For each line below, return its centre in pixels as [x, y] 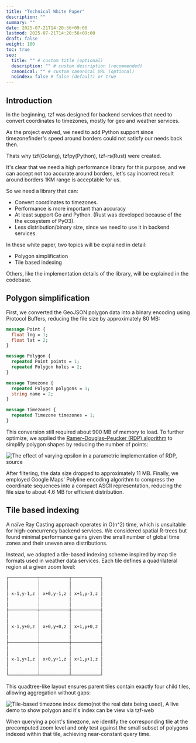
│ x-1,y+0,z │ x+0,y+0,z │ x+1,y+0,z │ [55, 627]
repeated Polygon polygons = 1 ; [51, 388]
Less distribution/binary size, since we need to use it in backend [92, 227]
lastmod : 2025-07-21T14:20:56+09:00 [51, 33]
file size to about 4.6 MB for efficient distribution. [65, 491]
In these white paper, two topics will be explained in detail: [76, 245]
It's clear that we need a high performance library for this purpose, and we [96, 167]
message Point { [26, 329]
